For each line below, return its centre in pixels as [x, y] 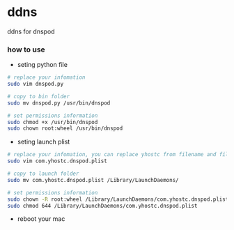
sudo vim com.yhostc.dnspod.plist [57, 161]
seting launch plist [44, 142]
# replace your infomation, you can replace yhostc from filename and [112, 155]
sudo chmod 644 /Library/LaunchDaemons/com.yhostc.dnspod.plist [102, 206]
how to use [26, 49]
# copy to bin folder [39, 96]
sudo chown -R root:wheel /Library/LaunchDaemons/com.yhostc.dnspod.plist [118, 199]
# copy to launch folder [43, 174]
